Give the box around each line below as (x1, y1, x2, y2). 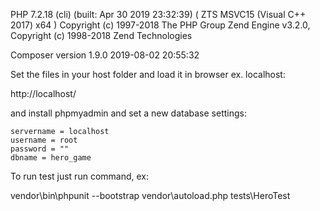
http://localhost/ (10, 88, 77, 99)
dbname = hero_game (10, 153, 92, 163)
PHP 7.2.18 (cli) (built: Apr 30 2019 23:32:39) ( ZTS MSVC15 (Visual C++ (10, 9, 307, 20)
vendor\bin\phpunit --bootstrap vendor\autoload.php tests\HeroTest (10, 190, 291, 201)
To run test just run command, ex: (10, 170, 149, 182)
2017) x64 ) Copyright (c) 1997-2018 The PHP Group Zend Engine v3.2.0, (10, 19, 311, 31)
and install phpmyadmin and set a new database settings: (10, 107, 247, 119)
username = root (10, 135, 78, 145)
